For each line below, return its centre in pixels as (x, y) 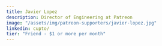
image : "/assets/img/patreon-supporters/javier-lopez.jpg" (82, 23)
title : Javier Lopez (32, 12)
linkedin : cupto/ (28, 28)
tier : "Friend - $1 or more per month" (56, 34)
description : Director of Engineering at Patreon (70, 17)
